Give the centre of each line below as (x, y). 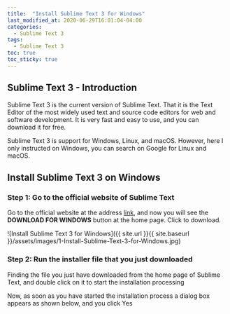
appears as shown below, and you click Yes (70, 303)
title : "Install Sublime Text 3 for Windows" (76, 14)
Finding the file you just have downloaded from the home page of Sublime (114, 275)
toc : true (22, 53)
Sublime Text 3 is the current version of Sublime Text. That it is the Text (110, 104)
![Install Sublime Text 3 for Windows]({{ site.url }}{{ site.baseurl (99, 234)
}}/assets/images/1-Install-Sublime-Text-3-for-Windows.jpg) (94, 241)
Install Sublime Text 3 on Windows (84, 177)
